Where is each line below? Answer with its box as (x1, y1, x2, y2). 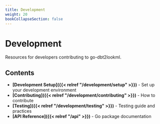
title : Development (5, 7, 46, 12)
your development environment (12, 87, 77, 93)
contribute (12, 98, 34, 104)
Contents (5, 68, 35, 77)
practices (12, 108, 32, 114)
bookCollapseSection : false (5, 16, 63, 21)
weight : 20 (5, 12, 28, 17)
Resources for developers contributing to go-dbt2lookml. (5, 54, 121, 60)
